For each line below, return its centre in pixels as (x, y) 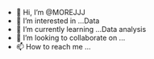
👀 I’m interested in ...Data (58, 21)
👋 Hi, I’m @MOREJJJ (51, 12)
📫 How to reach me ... (53, 47)
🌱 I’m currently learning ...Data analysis (81, 29)
